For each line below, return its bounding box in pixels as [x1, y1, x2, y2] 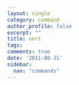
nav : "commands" [13, 67, 60, 74]
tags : [7, 42, 23, 49]
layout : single [7, 10, 51, 17]
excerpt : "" [7, 29, 41, 36]
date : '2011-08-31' [7, 55, 63, 62]
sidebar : [7, 61, 32, 68]
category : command [7, 16, 60, 23]
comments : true [7, 49, 51, 56]
